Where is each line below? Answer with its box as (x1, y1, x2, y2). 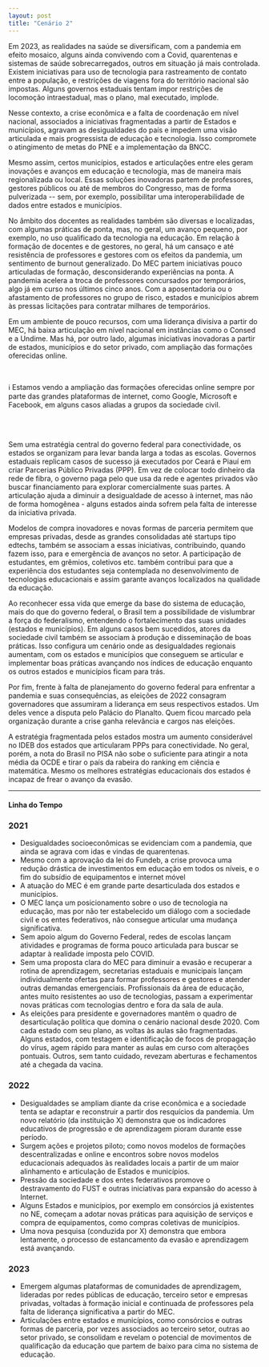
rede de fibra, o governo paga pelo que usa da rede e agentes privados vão (8, 473, 259, 483)
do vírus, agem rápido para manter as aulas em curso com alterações (19, 1043, 250, 1053)
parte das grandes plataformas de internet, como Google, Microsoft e (8, 391, 238, 401)
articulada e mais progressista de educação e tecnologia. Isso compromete (8, 133, 257, 143)
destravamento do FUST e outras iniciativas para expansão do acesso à (19, 1183, 258, 1193)
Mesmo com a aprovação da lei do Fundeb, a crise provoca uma (19, 855, 232, 865)
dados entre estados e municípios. (8, 200, 122, 209)
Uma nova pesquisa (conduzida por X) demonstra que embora (19, 1226, 227, 1235)
